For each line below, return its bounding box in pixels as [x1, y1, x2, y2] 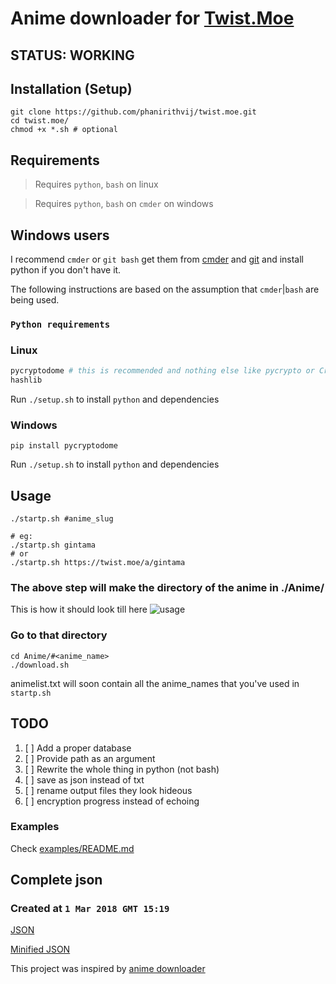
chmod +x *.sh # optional [10, 125, 118, 135]
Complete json [10, 872, 103, 889]
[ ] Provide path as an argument [24, 752, 156, 764]
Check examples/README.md [10, 842, 135, 854]
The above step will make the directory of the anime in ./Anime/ [10, 581, 325, 595]
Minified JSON [10, 943, 71, 956]
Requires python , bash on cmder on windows [34, 198, 214, 210]
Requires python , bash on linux [34, 178, 159, 191]
